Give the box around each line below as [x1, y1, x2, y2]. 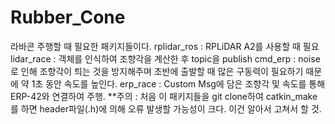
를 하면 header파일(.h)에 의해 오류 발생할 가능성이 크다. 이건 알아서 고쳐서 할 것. [10, 102, 322, 115]
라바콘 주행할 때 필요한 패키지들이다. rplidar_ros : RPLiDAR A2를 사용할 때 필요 [10, 40, 320, 52]
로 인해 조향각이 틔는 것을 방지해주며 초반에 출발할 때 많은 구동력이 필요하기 [10, 65, 304, 77]
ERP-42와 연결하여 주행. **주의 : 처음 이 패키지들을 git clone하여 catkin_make [10, 90, 318, 102]
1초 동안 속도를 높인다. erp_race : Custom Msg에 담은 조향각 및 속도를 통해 [31, 77, 326, 90]
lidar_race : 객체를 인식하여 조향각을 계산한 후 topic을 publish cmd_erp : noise [10, 52, 321, 65]
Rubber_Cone [10, 6, 126, 29]
